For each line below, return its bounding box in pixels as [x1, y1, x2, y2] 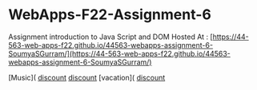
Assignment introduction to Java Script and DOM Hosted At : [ [8, 32, 214, 41]
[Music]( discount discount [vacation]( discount [8, 72, 166, 82]
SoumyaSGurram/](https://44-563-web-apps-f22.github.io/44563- [8, 49, 231, 58]
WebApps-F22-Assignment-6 [8, 6, 212, 24]
